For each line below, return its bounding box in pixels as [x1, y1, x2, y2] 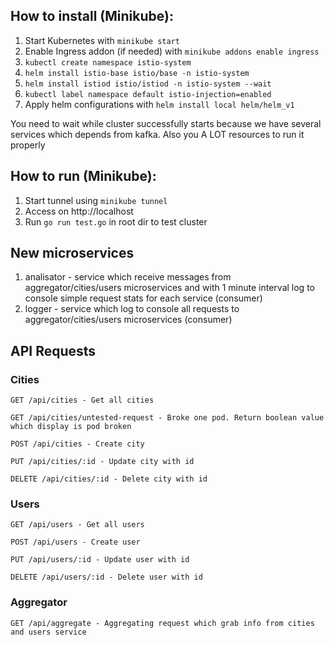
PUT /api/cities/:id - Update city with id [10, 457, 195, 467]
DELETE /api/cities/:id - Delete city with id [10, 474, 208, 484]
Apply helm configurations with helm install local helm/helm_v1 [24, 98, 295, 110]
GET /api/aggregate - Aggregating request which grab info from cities [10, 618, 315, 628]
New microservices [10, 245, 135, 262]
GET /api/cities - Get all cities [10, 395, 155, 406]
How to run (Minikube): [10, 168, 157, 185]
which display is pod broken [10, 422, 132, 432]
